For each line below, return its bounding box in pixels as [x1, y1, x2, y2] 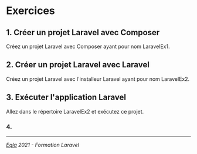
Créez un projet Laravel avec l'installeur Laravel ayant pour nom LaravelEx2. [6, 75, 190, 83]
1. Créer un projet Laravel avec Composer [6, 28, 160, 37]
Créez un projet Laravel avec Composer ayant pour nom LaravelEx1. [6, 43, 170, 50]
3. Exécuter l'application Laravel [6, 93, 126, 102]
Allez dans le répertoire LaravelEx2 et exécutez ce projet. [6, 108, 144, 115]
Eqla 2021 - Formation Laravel [6, 141, 79, 148]
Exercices [6, 4, 55, 18]
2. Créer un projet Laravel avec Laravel [6, 60, 150, 70]
